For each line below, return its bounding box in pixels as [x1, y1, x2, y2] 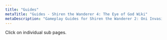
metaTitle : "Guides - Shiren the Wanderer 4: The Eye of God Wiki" [5, 12, 148, 17]
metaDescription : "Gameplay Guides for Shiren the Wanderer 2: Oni [5, 16, 148, 21]
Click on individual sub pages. [5, 30, 67, 36]
